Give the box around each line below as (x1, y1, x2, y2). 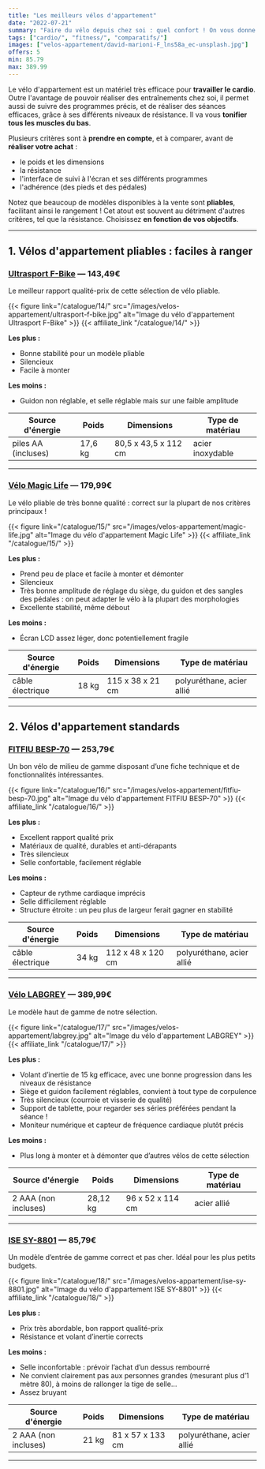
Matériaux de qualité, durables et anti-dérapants (19, 841, 177, 851)
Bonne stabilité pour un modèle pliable (19, 349, 145, 358)
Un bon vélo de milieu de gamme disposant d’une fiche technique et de (8, 762, 241, 771)
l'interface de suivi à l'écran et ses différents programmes (19, 174, 207, 183)
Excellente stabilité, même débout (19, 602, 130, 612)
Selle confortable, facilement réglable (19, 858, 142, 868)
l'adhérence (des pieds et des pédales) (19, 182, 147, 192)
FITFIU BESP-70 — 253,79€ (8, 744, 115, 755)
